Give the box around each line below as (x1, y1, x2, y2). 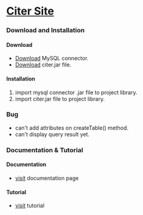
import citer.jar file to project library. (15, 95, 105, 102)
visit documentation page (15, 174, 79, 182)
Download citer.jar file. (15, 61, 71, 68)
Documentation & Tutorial (6, 146, 84, 154)
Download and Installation (6, 26, 85, 35)
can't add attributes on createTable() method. (15, 124, 129, 132)
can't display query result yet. (15, 130, 90, 138)
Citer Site (6, 4, 55, 18)
